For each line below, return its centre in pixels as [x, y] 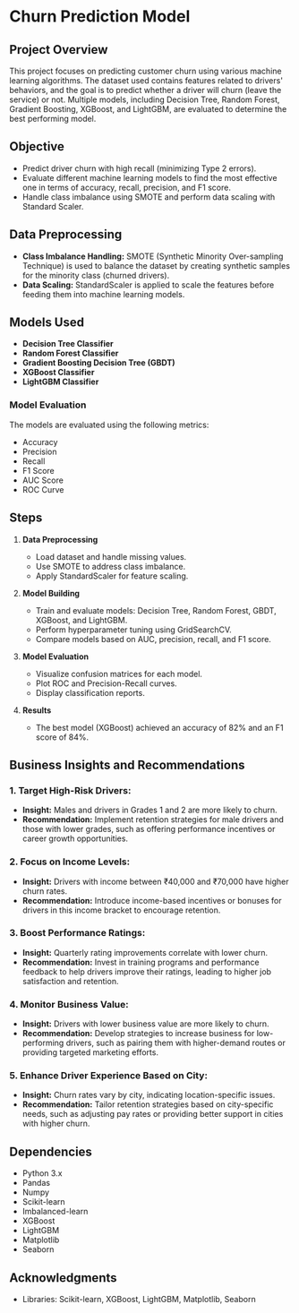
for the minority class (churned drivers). [96, 275]
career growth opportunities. [75, 838]
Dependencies [51, 1151]
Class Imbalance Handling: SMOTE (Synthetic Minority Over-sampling [153, 256]
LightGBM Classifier [60, 382]
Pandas [36, 1183]
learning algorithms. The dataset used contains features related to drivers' [146, 81]
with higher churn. [56, 1124]
